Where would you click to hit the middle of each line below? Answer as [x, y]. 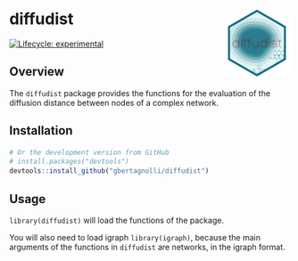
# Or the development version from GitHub [89, 152]
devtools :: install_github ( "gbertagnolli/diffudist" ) [109, 171]
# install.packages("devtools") [69, 162]
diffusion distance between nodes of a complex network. [114, 102]
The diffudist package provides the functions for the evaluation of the [140, 93]
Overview [37, 72]
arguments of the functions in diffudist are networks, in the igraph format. [147, 247]
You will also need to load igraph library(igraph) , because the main [135, 237]
